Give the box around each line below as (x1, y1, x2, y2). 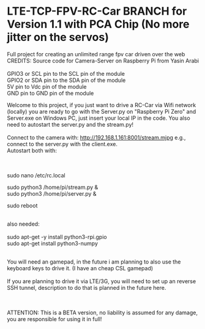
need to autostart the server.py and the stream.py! (7, 120, 134, 128)
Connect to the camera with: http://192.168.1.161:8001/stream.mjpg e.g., (7, 133, 186, 141)
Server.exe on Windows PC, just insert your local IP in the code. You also (7, 114, 190, 122)
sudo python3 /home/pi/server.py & (7, 190, 97, 197)
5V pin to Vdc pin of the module (7, 83, 88, 90)
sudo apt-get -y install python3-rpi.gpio (7, 233, 107, 240)
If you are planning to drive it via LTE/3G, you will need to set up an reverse (7, 277, 196, 285)
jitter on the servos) (7, 31, 110, 44)
